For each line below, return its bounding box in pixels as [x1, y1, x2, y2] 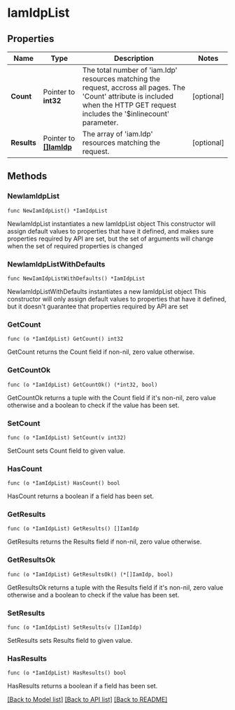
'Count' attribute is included [82, 92, 173, 101]
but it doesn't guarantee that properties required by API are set [7, 302, 189, 311]
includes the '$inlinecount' [82, 109, 170, 118]
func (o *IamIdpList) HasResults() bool [7, 669, 127, 676]
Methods [7, 170, 48, 183]
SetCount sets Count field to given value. [7, 446, 126, 455]
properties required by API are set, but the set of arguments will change [7, 234, 214, 243]
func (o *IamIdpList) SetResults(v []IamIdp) [7, 624, 142, 631]
